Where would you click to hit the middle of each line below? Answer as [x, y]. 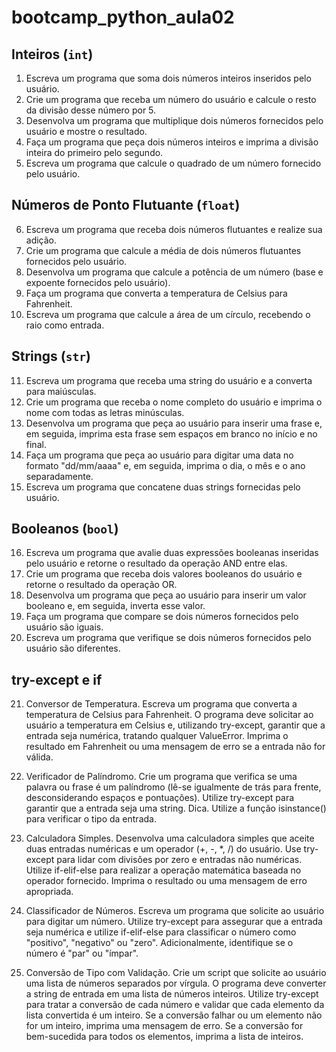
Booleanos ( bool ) [65, 529]
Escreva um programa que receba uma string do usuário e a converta [169, 380]
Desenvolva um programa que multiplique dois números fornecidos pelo [174, 120]
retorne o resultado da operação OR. [101, 585]
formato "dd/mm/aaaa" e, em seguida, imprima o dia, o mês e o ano [165, 465]
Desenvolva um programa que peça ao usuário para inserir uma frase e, [174, 423]
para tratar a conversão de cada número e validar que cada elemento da [175, 1005]
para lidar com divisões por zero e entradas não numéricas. [179, 860]
